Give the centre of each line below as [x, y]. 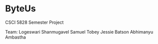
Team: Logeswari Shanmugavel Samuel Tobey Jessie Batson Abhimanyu [79, 32]
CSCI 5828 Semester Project [34, 22]
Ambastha [16, 37]
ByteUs [21, 9]
